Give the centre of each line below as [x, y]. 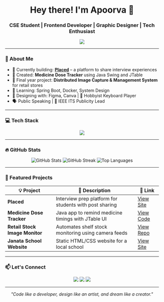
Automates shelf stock [82, 227]
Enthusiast [82, 31]
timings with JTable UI [81, 218]
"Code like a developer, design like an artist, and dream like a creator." [82, 294]
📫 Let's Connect [25, 267]
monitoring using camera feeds [92, 233]
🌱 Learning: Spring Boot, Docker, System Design [61, 90]
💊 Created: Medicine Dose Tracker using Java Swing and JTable [77, 75]
